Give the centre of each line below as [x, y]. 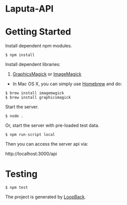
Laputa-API [29, 9]
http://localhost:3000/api [31, 154]
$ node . [14, 116]
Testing [21, 174]
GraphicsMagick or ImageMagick [47, 74]
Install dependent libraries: [33, 64]
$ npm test [17, 188]
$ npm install [20, 55]
